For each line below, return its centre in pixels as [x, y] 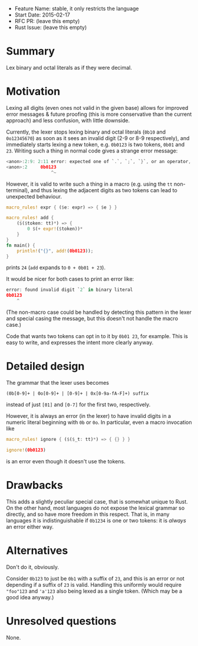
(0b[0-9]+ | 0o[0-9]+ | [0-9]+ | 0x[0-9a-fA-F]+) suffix [77, 393]
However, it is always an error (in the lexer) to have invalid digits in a [89, 415]
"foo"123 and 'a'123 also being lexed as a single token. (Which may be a [94, 591]
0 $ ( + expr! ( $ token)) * [55, 229]
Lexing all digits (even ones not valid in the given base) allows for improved [97, 108]
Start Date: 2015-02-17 [42, 15]
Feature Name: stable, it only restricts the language [77, 9]
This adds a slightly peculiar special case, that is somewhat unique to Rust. [97, 501]
